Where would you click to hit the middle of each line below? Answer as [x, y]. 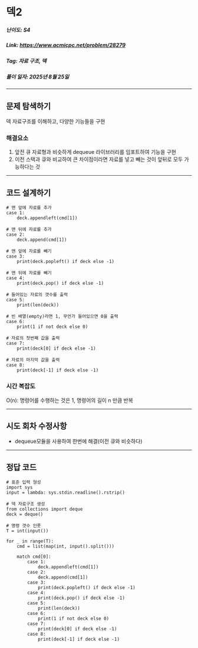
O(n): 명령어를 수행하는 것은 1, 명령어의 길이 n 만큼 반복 [70, 400]
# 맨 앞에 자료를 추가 [29, 208]
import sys [19, 488]
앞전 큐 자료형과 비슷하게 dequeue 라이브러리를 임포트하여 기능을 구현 [95, 152]
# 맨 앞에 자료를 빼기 [29, 251]
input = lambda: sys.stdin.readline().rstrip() [66, 493]
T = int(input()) [27, 531]
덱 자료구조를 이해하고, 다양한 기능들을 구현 [56, 121]
